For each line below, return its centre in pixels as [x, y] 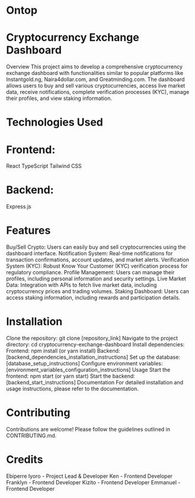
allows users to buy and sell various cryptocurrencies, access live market [96, 86]
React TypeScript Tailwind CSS [44, 166]
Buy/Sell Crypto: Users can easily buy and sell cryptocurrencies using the [96, 247]
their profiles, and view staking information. [59, 98]
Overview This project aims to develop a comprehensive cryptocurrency [94, 67]
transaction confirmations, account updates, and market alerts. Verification [98, 260]
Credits [25, 460]
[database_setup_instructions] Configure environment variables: [84, 364]
